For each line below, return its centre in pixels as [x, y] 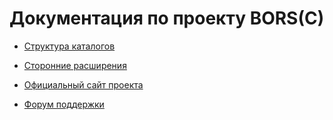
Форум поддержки [64, 104]
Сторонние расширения [75, 65]
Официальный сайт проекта [83, 84]
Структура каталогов [69, 46]
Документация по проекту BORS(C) [167, 18]
